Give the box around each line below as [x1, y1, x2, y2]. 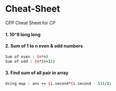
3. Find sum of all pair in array [5, 70, 69, 76]
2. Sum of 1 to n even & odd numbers [5, 43, 83, 49]
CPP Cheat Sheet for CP [5, 20, 55, 26]
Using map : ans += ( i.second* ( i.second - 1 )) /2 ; [5, 81, 112, 86]
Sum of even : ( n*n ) [5, 54, 49, 59]
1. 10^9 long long [5, 31, 41, 37]
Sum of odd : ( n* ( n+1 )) [5, 59, 55, 64]
